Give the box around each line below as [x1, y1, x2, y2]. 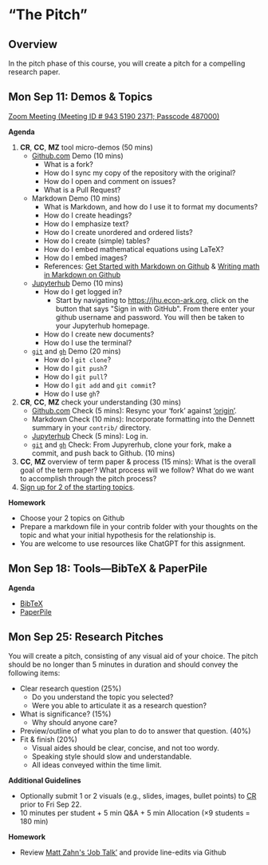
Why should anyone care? [31, 718, 118, 727]
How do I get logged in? [43, 286, 122, 297]
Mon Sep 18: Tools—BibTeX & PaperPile [8, 562, 207, 576]
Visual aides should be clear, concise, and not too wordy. [31, 743, 219, 753]
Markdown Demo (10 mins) [31, 193, 121, 203]
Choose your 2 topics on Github [19, 513, 125, 523]
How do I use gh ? [43, 389, 100, 398]
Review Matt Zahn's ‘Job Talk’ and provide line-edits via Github [19, 847, 227, 857]
